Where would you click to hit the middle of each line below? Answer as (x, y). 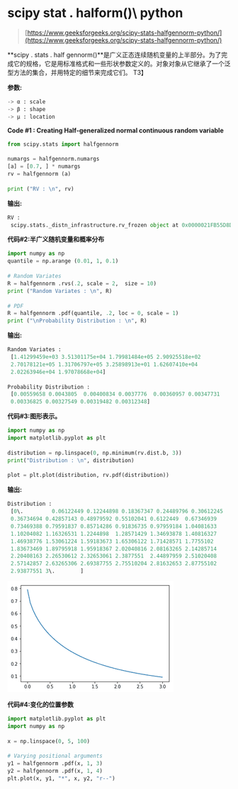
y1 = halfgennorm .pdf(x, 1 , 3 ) (55, 764)
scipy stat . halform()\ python (95, 13)
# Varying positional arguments (55, 756)
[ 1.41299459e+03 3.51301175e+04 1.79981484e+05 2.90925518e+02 (106, 357)
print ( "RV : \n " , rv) (41, 189)
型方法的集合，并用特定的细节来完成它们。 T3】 (77, 72)
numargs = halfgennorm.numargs (53, 159)
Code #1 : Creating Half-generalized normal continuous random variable (116, 130)
